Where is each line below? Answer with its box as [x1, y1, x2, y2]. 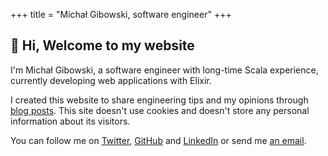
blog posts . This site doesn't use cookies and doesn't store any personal [10, 104, 310, 116]
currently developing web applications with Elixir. [10, 74, 212, 86]
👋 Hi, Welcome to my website [10, 37, 195, 54]
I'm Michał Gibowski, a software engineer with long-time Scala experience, [10, 64, 319, 76]
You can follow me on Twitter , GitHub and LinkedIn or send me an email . [10, 134, 307, 146]
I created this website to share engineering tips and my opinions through [10, 94, 309, 106]
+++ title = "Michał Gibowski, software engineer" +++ [10, 9, 232, 20]
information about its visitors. [10, 115, 131, 127]
